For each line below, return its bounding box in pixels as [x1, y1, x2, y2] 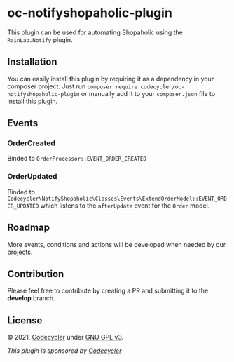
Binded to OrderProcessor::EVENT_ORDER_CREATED [7, 154, 147, 163]
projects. [7, 248, 33, 256]
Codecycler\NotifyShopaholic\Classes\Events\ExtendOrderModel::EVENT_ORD [7, 195, 228, 202]
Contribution [7, 268, 64, 280]
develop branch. [7, 294, 55, 302]
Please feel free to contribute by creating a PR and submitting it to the [7, 286, 209, 295]
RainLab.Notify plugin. [7, 35, 73, 43]
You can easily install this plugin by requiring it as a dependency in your [7, 74, 214, 83]
